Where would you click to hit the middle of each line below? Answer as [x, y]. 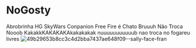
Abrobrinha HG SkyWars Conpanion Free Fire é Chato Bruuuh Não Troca [95, 26]
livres [13, 39]
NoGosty [29, 10]
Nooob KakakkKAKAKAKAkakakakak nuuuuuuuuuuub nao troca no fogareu [98, 32]
